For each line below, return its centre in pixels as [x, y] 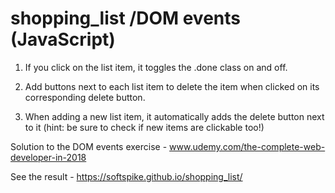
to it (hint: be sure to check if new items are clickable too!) [144, 127]
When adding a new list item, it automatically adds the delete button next [174, 116]
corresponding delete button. [85, 97]
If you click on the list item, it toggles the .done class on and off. [156, 67]
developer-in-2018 [48, 157]
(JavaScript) [63, 39]
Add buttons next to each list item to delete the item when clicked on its [172, 86]
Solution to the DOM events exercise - [89, 146]
